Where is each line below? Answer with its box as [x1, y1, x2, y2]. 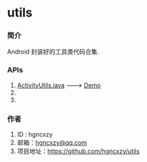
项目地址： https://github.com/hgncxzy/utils [16, 147, 140, 156]
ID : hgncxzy [16, 130, 53, 139]
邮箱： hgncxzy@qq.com [16, 139, 87, 147]
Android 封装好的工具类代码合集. [7, 48, 100, 56]
